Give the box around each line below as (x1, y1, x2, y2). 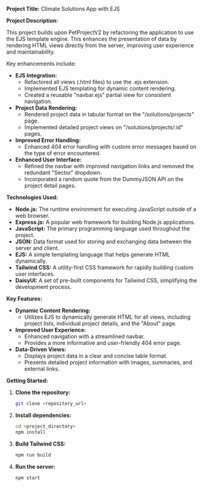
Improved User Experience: (15, 326, 87, 333)
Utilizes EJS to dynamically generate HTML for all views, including (24, 313, 191, 321)
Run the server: (15, 463, 56, 470)
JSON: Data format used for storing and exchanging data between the (15, 238, 192, 245)
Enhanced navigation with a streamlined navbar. (24, 333, 145, 340)
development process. (15, 283, 72, 290)
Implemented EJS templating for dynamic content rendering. (24, 85, 176, 92)
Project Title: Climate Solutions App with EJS (6, 5, 120, 12)
